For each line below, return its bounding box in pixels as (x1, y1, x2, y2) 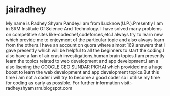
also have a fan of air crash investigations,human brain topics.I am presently (6, 52, 165, 59)
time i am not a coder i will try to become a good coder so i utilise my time (6, 74, 160, 80)
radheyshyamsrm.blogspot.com (6, 85, 73, 91)
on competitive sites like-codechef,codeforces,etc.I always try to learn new (6, 31, 163, 37)
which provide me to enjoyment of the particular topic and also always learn (6, 37, 164, 43)
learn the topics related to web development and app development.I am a (6, 58, 159, 64)
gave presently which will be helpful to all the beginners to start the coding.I (6, 47, 164, 53)
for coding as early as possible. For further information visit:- (6, 80, 133, 86)
